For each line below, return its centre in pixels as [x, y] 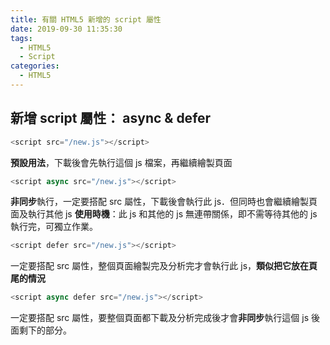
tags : [21, 38]
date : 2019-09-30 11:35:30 [66, 29]
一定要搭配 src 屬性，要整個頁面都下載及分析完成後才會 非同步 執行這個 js [160, 318]
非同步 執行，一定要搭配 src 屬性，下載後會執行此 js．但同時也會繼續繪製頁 [164, 202]
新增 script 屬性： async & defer [111, 118]
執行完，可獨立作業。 [54, 227]
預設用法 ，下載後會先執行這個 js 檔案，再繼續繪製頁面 [121, 162]
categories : [35, 66]
